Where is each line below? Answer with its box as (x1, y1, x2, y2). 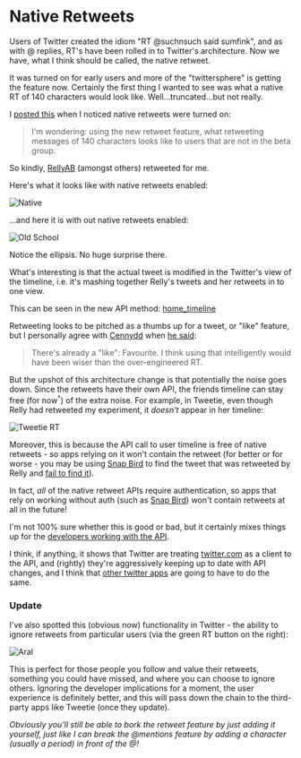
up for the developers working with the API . (9, 530, 170, 541)
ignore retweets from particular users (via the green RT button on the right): (9, 629, 288, 640)
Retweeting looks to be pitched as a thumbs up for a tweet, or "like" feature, (9, 320, 289, 331)
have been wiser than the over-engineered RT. (30, 357, 203, 367)
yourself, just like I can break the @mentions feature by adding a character (9, 728, 287, 739)
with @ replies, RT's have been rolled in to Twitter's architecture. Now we (9, 45, 280, 56)
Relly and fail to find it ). (9, 468, 95, 478)
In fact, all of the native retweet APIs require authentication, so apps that (9, 485, 277, 495)
